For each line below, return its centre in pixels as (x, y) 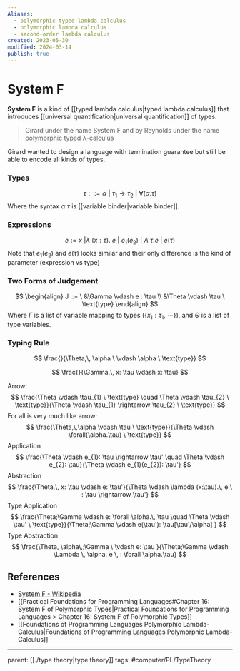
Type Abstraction (33, 535)
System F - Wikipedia (49, 594)
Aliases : (20, 14)
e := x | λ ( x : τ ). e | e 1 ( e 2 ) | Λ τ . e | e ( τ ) (120, 241)
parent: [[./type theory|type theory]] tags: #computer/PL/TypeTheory (109, 660)
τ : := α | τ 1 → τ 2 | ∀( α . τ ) (120, 194)
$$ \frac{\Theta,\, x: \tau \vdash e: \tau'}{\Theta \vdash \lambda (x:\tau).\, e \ (120, 487)
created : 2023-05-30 (38, 41)
